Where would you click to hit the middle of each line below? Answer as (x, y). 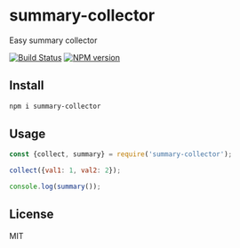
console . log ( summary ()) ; (55, 187)
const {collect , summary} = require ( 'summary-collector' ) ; (121, 154)
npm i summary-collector (55, 106)
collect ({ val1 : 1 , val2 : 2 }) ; (65, 170)
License (32, 215)
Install (27, 86)
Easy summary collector (53, 40)
